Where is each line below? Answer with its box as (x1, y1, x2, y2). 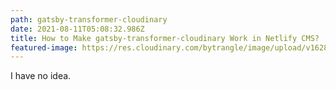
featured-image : (10, 42, 78, 53)
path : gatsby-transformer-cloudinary (10, 14, 168, 25)
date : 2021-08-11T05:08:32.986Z (10, 24, 145, 34)
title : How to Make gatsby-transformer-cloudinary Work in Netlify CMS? (10, 33, 320, 43)
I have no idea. (10, 70, 72, 82)
